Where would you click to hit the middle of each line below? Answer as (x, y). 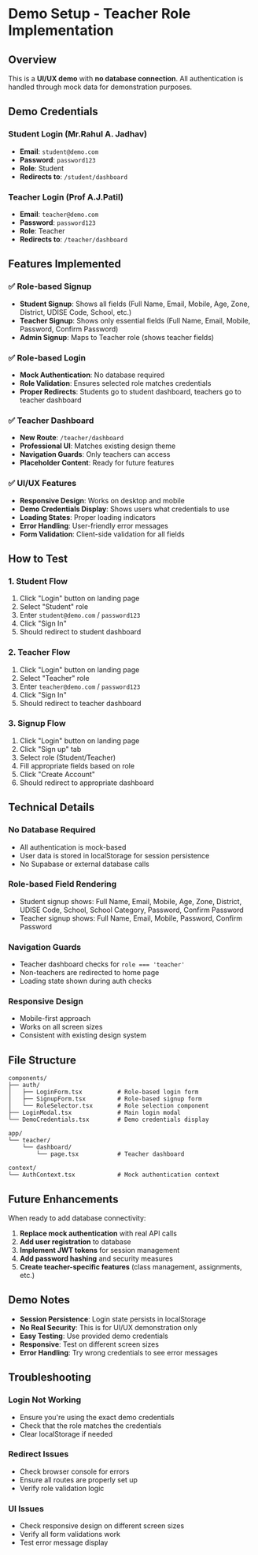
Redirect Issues (39, 1454)
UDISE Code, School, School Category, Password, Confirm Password (131, 910)
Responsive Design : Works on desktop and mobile (102, 500)
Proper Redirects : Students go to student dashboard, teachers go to (130, 391)
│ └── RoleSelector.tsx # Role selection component (109, 1106)
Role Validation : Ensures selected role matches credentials (115, 383)
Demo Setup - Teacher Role (100, 14)
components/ (28, 1078)
